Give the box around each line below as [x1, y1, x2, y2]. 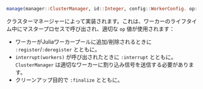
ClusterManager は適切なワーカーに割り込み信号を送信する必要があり [15, 61, 189, 68]
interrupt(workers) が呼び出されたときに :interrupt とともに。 [15, 53, 177, 60]
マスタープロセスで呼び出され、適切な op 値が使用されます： [22, 25, 175, 32]
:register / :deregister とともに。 [15, 46, 101, 53]
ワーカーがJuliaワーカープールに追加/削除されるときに [15, 38, 152, 45]
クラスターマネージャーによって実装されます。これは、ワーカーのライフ [6, 17, 187, 24]
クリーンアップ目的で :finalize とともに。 [15, 76, 123, 84]
